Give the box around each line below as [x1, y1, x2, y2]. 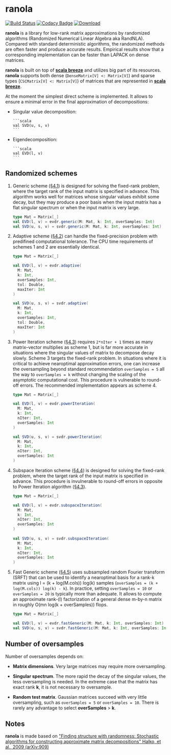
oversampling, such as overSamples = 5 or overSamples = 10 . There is [12, 699, 159, 705]
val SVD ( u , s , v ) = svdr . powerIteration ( [12, 434, 103, 439]
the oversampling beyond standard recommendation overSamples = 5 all [12, 366, 165, 372]
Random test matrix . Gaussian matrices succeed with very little [12, 694, 147, 700]
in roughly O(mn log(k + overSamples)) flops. [12, 602, 108, 608]
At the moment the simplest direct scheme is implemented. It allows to [5, 93, 153, 99]
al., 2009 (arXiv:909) [5, 744, 50, 750]
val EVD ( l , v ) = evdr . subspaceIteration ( [12, 502, 103, 508]
